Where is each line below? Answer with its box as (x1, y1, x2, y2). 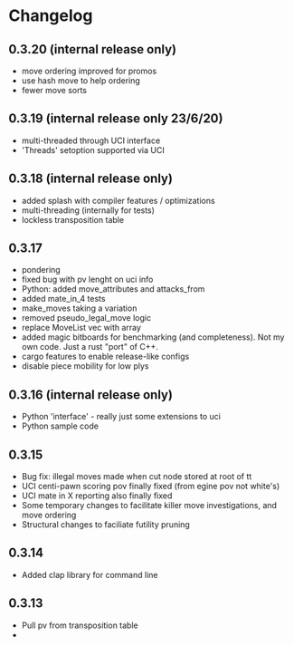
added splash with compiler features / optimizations (21, 195, 215, 206)
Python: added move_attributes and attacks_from (21, 284, 205, 294)
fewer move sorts (21, 85, 88, 95)
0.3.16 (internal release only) (8, 387, 174, 402)
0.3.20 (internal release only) (8, 42, 177, 57)
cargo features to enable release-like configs (21, 351, 190, 362)
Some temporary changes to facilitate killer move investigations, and (21, 500, 278, 511)
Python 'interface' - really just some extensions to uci (21, 411, 221, 422)
